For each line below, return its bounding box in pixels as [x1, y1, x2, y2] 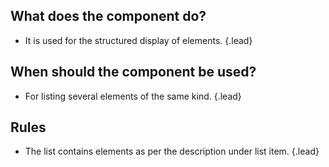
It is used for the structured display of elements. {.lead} [24, 34, 253, 46]
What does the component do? [10, 8, 207, 25]
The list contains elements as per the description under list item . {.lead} [24, 145, 320, 158]
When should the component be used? [10, 64, 257, 81]
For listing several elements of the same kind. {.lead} [24, 90, 242, 102]
